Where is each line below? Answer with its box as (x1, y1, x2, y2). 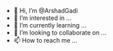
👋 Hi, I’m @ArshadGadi (13, 7, 78, 14)
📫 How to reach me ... (13, 37, 77, 44)
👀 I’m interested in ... (13, 14, 72, 22)
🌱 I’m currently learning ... (13, 21, 87, 29)
